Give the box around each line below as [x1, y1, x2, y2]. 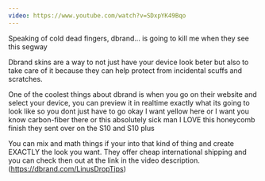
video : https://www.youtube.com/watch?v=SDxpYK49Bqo [8, 11, 186, 20]
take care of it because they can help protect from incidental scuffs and [8, 65, 243, 75]
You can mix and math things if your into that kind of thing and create [8, 138, 234, 148]
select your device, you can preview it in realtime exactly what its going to [8, 98, 250, 107]
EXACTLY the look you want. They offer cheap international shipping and [8, 147, 248, 156]
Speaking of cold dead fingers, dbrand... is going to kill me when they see [8, 33, 250, 43]
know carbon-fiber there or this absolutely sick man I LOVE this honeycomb [8, 114, 255, 124]
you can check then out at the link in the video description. [8, 156, 200, 165]
